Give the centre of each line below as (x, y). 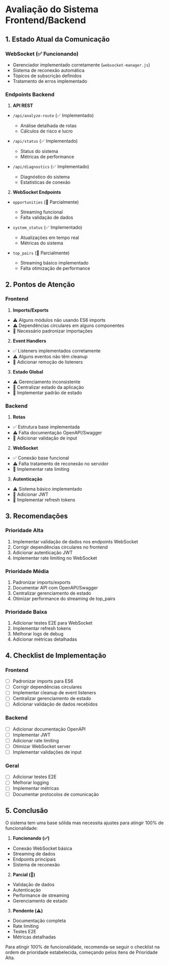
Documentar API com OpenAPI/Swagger (55, 588)
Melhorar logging (31, 783)
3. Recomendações (37, 516)
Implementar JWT (32, 735)
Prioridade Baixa (26, 612)
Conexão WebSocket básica (42, 848)
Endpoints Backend (30, 94)
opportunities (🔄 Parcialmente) (46, 202)
